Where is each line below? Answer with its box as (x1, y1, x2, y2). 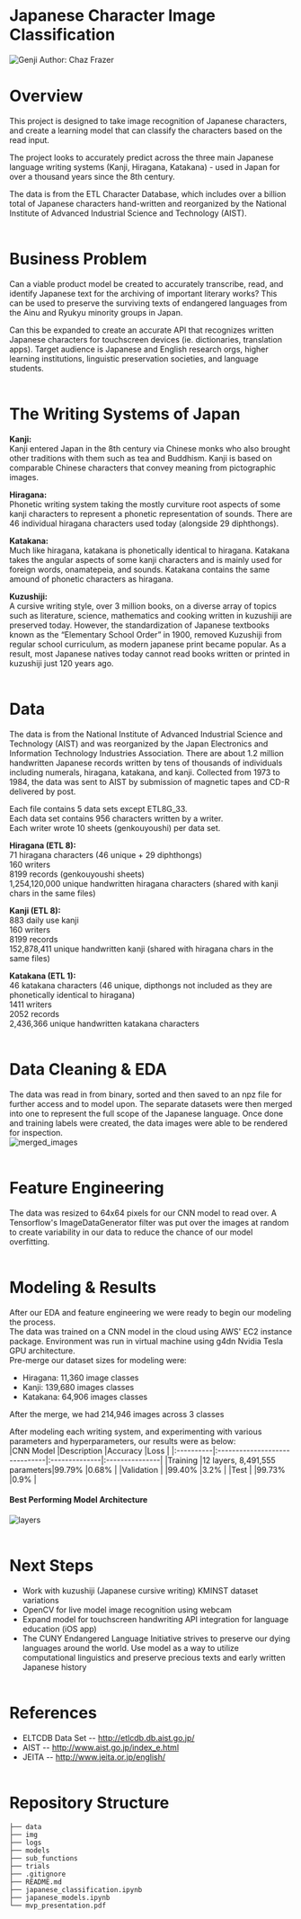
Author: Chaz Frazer (39, 54, 115, 65)
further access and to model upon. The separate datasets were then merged (9, 1098, 293, 1109)
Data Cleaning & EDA (9, 1058, 168, 1079)
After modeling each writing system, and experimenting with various (9, 1426, 262, 1437)
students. (9, 362, 45, 373)
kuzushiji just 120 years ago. (9, 657, 114, 668)
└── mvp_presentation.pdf (9, 1901, 106, 1910)
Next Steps (9, 1555, 94, 1575)
